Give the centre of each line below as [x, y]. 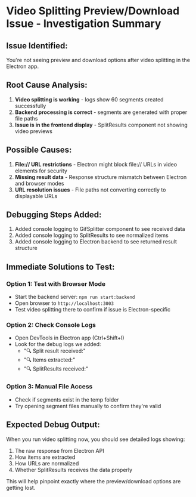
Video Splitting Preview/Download [93, 11]
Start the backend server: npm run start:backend [75, 297]
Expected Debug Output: [53, 425]
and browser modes [39, 183]
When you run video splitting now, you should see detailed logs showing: [96, 439]
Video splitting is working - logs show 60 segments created [89, 99]
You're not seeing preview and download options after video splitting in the [98, 60]
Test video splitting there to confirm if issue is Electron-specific [93, 310]
